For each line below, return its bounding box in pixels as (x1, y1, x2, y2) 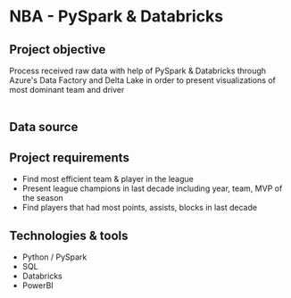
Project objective (9, 42, 106, 57)
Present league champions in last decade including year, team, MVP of (21, 183, 283, 194)
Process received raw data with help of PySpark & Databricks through (9, 65, 266, 76)
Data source (9, 120, 79, 135)
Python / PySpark (21, 252, 87, 262)
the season (21, 193, 64, 203)
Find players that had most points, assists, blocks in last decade (21, 203, 257, 213)
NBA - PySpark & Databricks (9, 6, 224, 27)
